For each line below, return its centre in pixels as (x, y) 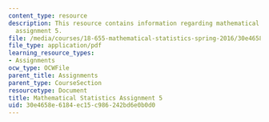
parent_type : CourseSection (55, 83)
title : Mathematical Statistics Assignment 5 (85, 98)
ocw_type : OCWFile (39, 68)
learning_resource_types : (51, 53)
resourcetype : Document (48, 90)
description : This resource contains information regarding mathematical (134, 23)
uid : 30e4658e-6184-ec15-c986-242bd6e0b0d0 (82, 105)
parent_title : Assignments (53, 75)
